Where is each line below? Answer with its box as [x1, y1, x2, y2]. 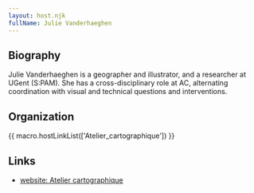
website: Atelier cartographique [19, 175, 123, 184]
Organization [8, 109, 74, 124]
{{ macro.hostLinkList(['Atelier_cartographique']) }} [8, 131, 175, 140]
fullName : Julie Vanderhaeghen [8, 19, 112, 27]
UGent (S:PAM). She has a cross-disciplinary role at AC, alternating [8, 78, 229, 88]
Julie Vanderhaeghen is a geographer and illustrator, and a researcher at [8, 69, 247, 80]
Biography [8, 49, 61, 62]
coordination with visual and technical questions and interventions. [8, 87, 228, 96]
